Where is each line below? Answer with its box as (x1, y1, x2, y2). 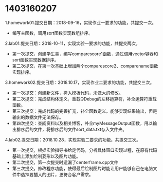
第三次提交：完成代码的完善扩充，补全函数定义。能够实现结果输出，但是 (12, 108, 157, 114)
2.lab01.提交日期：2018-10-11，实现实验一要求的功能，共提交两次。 (5, 40, 140, 46)
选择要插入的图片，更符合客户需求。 (20, 171, 93, 177)
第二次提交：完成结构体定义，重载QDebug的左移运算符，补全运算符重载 (12, 96, 157, 101)
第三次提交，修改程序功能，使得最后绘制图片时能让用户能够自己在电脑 (12, 165, 153, 171)
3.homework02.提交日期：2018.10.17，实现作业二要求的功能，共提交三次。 (5, 79, 155, 85)
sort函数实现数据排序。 (12, 57, 59, 62)
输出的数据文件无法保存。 (12, 114, 64, 120)
